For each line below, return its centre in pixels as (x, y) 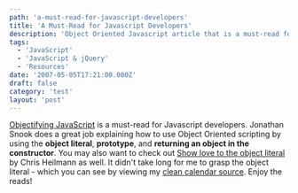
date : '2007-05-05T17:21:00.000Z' (73, 75)
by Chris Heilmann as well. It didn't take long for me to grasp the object (139, 162)
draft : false (33, 83)
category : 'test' (41, 91)
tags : (19, 42)
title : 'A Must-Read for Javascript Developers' (101, 26)
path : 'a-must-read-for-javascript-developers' (99, 17)
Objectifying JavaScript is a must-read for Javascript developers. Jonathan (146, 125)
